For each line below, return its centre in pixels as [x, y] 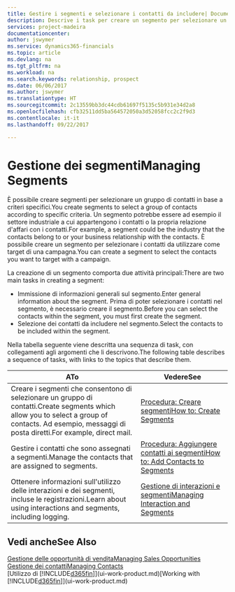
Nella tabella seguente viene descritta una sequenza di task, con [100, 345]
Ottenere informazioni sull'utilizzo [66, 482]
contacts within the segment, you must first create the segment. [109, 316]
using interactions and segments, [65, 508]
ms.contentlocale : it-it [43, 118]
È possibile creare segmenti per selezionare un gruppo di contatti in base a [115, 200]
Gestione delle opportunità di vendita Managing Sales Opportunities [104, 559]
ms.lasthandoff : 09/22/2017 [48, 125]
